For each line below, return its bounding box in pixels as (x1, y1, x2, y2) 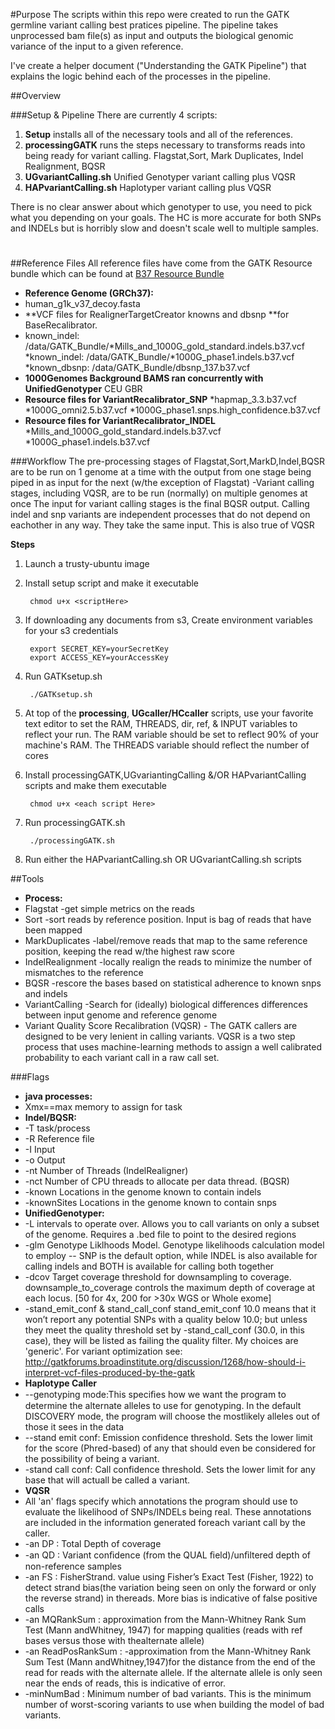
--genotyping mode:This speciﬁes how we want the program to (24, 1389, 287, 1401)
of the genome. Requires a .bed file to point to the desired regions (24, 1229, 297, 1241)
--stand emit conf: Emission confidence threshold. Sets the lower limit (24, 1432, 313, 1444)
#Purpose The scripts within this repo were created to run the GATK (10, 9, 290, 20)
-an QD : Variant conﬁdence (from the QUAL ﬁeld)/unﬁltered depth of (24, 1549, 311, 1561)
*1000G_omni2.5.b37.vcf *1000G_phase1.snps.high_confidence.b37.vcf (24, 404, 321, 416)
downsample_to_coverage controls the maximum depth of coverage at (24, 1282, 316, 1294)
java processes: (24, 1090, 93, 1103)
